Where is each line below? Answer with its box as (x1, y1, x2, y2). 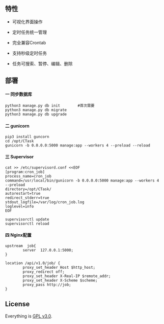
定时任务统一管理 (12, 29, 47, 35)
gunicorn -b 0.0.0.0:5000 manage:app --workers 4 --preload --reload (5, 143, 151, 148)
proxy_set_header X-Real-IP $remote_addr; (23, 274, 111, 279)
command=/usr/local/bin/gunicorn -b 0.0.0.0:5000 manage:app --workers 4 (5, 178, 160, 183)
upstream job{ (5, 244, 36, 249)
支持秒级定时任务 (12, 50, 47, 56)
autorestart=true (5, 191, 41, 196)
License (5, 300, 30, 308)
